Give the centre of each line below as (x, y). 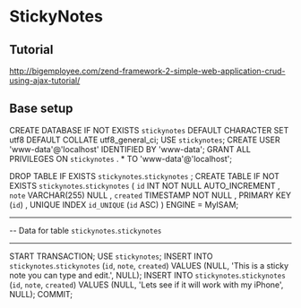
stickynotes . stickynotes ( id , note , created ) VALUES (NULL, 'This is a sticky (149, 265)
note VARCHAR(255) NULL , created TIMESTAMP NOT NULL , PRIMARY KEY (150, 195)
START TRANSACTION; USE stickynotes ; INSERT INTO (111, 256)
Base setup (41, 109)
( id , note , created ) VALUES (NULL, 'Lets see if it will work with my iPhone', (146, 285)
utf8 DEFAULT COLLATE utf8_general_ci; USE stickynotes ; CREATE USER (145, 140)
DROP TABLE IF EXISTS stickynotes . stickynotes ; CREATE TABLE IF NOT (145, 175)
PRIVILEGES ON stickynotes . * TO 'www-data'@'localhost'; (121, 158)
